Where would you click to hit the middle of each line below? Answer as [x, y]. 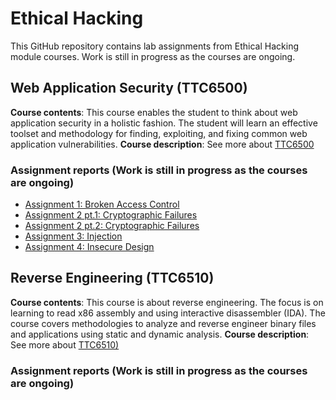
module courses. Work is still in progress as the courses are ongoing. [153, 56]
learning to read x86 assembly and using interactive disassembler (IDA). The [168, 313]
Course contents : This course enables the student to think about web [154, 112]
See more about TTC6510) [65, 344]
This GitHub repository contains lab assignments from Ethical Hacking [155, 46]
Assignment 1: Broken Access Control [102, 204]
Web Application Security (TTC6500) [129, 88]
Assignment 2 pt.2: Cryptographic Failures [112, 226]
